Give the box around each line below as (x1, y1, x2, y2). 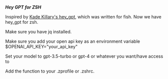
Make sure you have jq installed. (5, 29, 72, 34)
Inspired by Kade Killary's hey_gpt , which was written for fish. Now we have (5, 14, 162, 19)
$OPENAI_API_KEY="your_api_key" (5, 44, 78, 49)
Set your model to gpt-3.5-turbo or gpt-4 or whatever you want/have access (5, 53, 163, 59)
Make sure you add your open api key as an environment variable (5, 38, 140, 44)
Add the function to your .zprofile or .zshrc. (5, 68, 95, 74)
